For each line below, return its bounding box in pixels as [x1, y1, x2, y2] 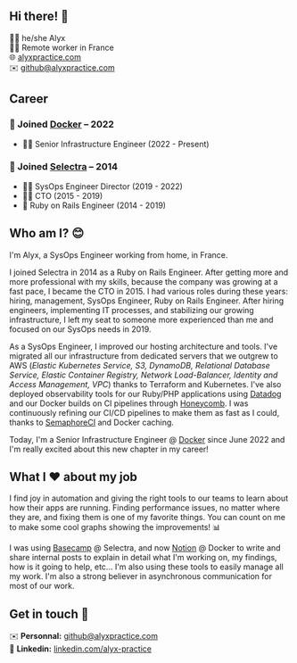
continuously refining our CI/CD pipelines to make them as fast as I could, [9, 407, 280, 418]
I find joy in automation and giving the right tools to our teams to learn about [9, 493, 288, 504]
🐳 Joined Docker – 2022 [9, 118, 114, 130]
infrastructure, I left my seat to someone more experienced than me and [9, 314, 274, 325]
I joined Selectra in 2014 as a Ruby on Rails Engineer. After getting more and [9, 267, 289, 278]
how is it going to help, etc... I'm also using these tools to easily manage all [9, 561, 284, 572]
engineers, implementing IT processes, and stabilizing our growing [9, 304, 254, 315]
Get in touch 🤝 [9, 606, 89, 621]
